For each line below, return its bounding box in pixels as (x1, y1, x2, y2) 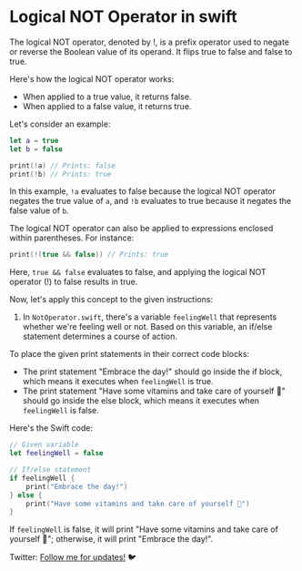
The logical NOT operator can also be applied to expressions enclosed (9, 223, 274, 234)
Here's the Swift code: (9, 423, 94, 433)
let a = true (9, 136, 59, 145)
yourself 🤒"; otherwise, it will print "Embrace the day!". (9, 534, 214, 545)
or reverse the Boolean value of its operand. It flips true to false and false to (9, 46, 293, 56)
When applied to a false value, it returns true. (22, 100, 192, 111)
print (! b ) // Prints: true (9, 169, 112, 178)
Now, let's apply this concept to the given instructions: (9, 294, 214, 305)
